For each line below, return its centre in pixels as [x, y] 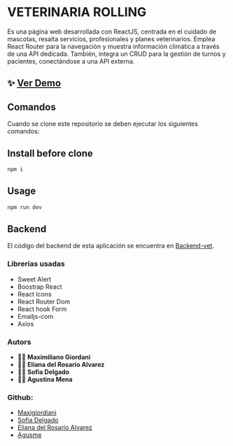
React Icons [35, 294]
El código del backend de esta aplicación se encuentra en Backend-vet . [111, 246]
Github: [20, 397]
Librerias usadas [36, 264]
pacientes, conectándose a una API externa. [71, 61]
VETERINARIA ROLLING [77, 12]
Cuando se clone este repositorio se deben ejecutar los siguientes [103, 124]
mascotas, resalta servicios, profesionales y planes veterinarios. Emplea [111, 38]
